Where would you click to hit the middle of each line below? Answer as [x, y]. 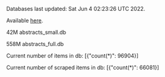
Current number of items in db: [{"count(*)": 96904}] [72, 56]
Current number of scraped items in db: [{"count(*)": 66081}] [83, 67]
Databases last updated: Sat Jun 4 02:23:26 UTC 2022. [76, 9]
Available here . [25, 20]
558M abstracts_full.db [35, 44]
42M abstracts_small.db [36, 32]
